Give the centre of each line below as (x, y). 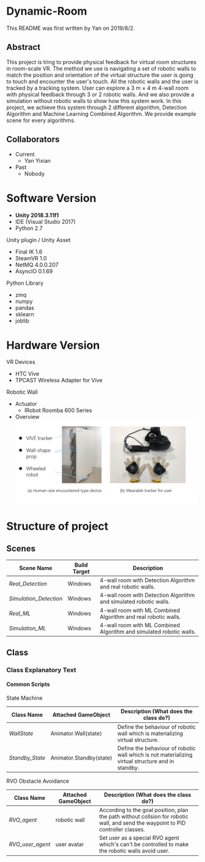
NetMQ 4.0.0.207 (37, 265)
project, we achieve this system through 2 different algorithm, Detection (97, 107)
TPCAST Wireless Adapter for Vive (59, 380)
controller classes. (122, 830)
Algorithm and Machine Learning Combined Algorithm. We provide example (101, 113)
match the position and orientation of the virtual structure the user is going (100, 75)
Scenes (21, 549)
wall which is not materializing (155, 755)
